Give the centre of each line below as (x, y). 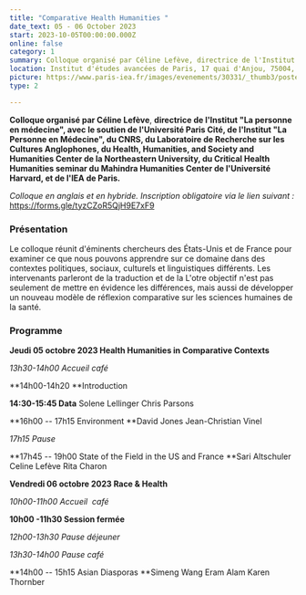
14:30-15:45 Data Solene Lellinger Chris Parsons (102, 403)
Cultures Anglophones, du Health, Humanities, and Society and (132, 149)
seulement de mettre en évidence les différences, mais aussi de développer (152, 287)
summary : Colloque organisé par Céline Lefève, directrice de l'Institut (153, 60)
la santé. (25, 307)
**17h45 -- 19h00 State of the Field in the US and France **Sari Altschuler (150, 456)
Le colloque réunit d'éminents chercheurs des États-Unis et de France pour (151, 248)
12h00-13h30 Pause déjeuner (65, 537)
